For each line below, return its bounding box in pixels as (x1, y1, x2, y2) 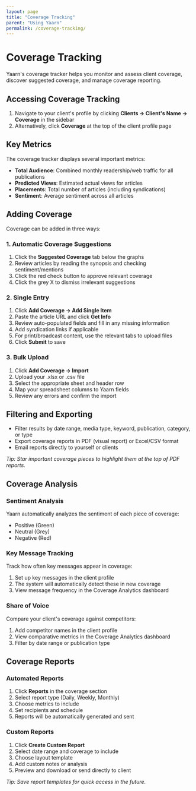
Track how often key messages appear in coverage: (6, 562, 133, 570)
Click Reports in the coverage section (14, 688, 108, 695)
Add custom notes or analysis (14, 760, 88, 767)
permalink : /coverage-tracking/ (6, 25, 86, 31)
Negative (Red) (14, 534, 52, 542)
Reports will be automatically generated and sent (14, 713, 134, 720)
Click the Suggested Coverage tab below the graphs (14, 253, 144, 260)
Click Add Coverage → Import (14, 366, 89, 374)
